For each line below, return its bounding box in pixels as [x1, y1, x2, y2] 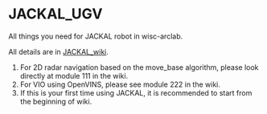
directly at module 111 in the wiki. [19, 71, 129, 80]
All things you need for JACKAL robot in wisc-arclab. [8, 31, 183, 41]
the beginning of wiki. [19, 96, 92, 106]
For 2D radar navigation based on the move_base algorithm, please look [19, 62, 259, 72]
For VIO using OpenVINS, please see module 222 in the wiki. [19, 79, 221, 89]
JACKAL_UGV [8, 5, 103, 23]
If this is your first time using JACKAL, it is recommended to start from [19, 88, 253, 97]
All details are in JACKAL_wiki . [8, 47, 109, 56]
